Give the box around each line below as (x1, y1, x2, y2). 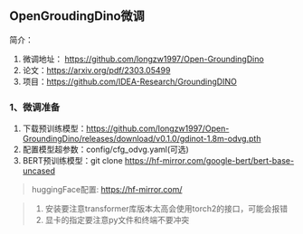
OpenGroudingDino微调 (9, 8, 145, 24)
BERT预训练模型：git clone (22, 155, 124, 166)
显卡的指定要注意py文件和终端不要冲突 (44, 215, 190, 226)
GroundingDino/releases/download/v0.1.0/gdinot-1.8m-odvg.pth (22, 134, 261, 145)
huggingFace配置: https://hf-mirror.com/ (31, 184, 183, 195)
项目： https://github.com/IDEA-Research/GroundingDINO (22, 76, 237, 87)
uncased (22, 165, 56, 176)
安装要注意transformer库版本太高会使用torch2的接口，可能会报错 (44, 203, 289, 214)
